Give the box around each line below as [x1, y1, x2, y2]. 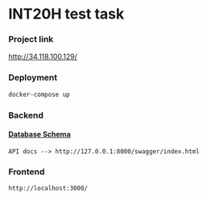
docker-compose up [8, 90, 70, 98]
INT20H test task [8, 5, 125, 23]
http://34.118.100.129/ [8, 52, 78, 61]
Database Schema [8, 130, 71, 140]
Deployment [8, 72, 58, 83]
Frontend [8, 166, 45, 177]
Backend [8, 110, 44, 121]
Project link [8, 34, 54, 45]
